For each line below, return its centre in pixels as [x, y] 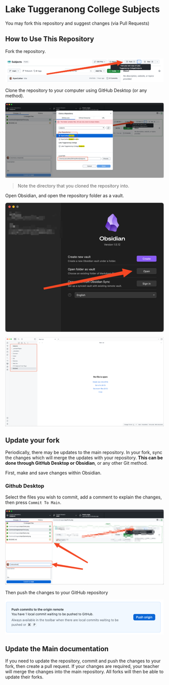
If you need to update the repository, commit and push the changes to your [83, 661]
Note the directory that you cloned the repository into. [73, 186]
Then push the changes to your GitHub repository [57, 592]
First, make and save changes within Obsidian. [53, 473]
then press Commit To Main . [33, 502]
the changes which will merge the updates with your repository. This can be [84, 458]
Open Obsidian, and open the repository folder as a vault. [65, 196]
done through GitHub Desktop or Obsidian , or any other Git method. [76, 463]
